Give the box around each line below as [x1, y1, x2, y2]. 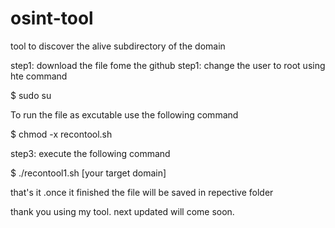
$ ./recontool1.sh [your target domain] [10, 167, 167, 179]
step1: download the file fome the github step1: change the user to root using [10, 59, 326, 71]
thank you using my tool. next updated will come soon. [10, 205, 235, 217]
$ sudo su [10, 89, 52, 101]
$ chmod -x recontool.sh [10, 128, 113, 140]
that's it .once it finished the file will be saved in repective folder [10, 186, 274, 198]
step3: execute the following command [10, 147, 171, 159]
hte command [10, 70, 68, 82]
